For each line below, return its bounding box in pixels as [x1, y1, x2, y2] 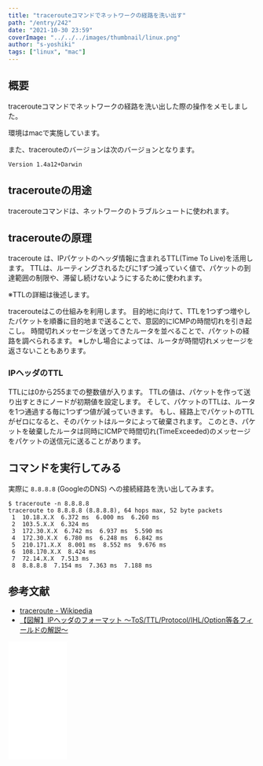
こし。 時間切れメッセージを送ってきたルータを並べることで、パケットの [8, 326, 243, 336]
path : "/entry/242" [8, 19, 72, 27]
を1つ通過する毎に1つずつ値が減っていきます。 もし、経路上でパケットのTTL [8, 407, 255, 416]
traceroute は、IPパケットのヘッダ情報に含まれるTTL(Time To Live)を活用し [8, 253, 254, 263]
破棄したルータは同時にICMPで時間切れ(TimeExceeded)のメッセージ [28, 426, 251, 436]
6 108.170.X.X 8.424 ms [11, 547, 97, 555]
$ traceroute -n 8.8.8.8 [8, 499, 89, 507]
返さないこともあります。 [8, 346, 90, 355]
